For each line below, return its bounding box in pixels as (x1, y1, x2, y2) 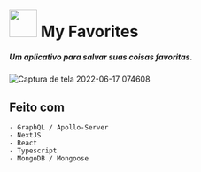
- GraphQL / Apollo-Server (9, 122, 109, 132)
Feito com (9, 99, 65, 114)
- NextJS (9, 130, 42, 139)
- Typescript (9, 146, 58, 155)
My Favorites (40, 22, 139, 42)
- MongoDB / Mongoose (9, 153, 89, 163)
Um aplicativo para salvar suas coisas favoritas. (9, 51, 193, 62)
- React (9, 138, 38, 147)
